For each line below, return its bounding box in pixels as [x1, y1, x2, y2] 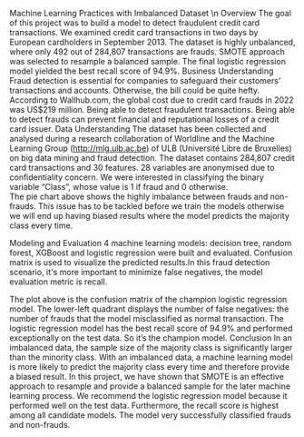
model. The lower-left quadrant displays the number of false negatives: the [9, 303, 289, 314]
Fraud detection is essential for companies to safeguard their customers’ [9, 75, 281, 85]
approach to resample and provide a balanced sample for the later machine [9, 381, 291, 392]
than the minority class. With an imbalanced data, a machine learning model [9, 352, 293, 363]
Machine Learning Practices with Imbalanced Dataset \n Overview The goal [9, 8, 292, 18]
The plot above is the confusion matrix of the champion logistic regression [9, 294, 288, 304]
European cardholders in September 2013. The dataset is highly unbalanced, [9, 36, 296, 47]
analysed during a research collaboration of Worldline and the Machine [9, 134, 275, 144]
